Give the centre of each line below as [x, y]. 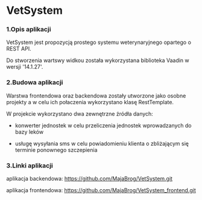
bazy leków [29, 132]
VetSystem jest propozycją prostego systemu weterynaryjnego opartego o [99, 42]
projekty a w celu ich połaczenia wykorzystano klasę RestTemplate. [90, 102]
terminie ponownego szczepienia [56, 150]
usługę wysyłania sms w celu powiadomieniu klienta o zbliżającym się [102, 143]
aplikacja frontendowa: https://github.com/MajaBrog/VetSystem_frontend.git [101, 190]
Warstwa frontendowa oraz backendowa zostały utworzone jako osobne [96, 95]
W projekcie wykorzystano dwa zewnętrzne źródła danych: [80, 114]
